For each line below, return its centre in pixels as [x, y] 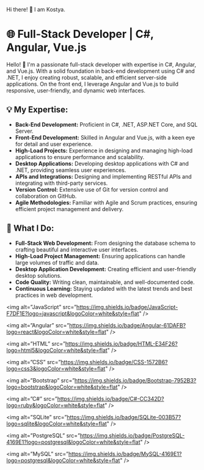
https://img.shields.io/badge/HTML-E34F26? [122, 343]
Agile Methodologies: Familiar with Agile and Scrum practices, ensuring [106, 203]
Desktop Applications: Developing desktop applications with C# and [102, 163]
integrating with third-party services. [61, 183]
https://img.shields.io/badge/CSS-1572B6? [114, 362]
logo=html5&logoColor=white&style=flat [57, 350]
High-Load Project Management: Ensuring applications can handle [100, 256]
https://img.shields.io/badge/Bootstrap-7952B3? [135, 380]
